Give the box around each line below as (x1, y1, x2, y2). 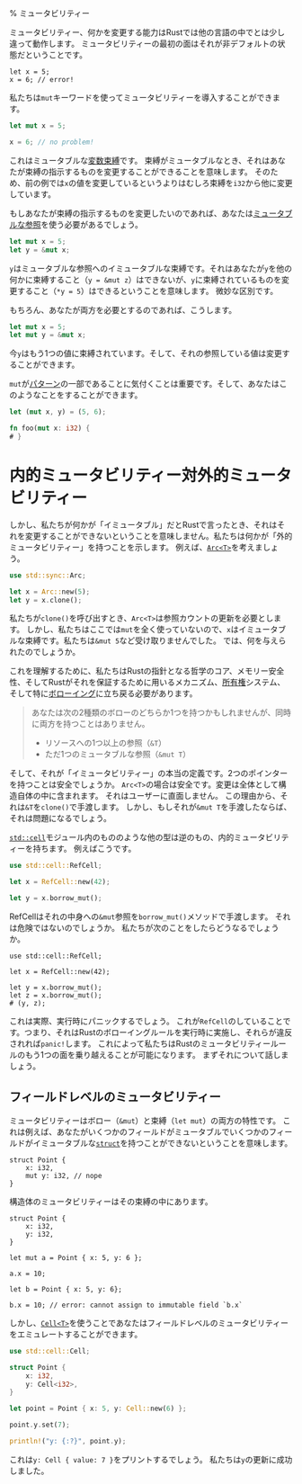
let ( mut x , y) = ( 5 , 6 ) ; (9, 407, 106, 416)
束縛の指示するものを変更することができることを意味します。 (24, 165, 253, 177)
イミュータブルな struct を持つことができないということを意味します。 (32, 1137, 293, 1149)
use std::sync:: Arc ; (9, 570, 87, 580)
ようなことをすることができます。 (16, 389, 143, 400)
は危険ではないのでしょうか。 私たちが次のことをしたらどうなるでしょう (9, 923, 280, 934)
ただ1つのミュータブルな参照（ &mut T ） (44, 749, 191, 760)
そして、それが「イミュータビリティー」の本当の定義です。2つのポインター (9, 768, 289, 779)
